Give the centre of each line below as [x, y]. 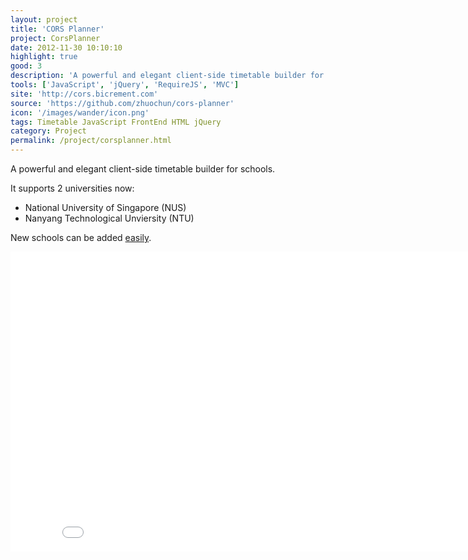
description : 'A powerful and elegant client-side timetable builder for [167, 76]
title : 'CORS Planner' [57, 29]
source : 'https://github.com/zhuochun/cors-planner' [122, 103]
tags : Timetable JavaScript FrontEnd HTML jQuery [116, 122]
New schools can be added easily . [81, 237]
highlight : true [44, 57]
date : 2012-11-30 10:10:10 [66, 47]
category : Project [48, 131]
